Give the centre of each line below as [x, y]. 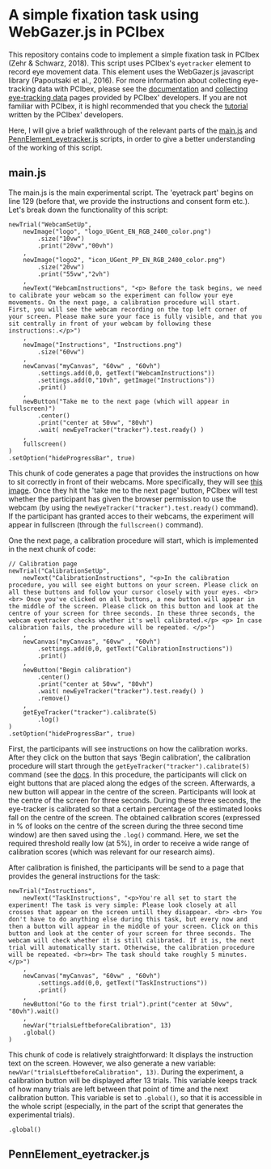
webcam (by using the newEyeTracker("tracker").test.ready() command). [133, 507]
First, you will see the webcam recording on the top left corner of [128, 309]
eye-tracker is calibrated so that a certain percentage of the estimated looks [135, 809]
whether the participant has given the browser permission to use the [123, 498]
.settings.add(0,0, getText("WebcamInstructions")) [127, 373]
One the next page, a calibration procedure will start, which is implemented [133, 540]
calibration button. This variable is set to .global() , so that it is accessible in [135, 1097]
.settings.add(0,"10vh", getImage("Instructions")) [127, 380]
